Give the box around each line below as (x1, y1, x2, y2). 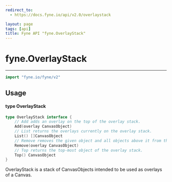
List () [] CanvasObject (14, 133, 63, 139)
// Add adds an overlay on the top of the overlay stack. (14, 119, 141, 124)
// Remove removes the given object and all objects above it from (14, 138, 161, 143)
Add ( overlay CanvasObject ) (14, 124, 72, 129)
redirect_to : (5, 7, 33, 13)
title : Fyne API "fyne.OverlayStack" (5, 31, 86, 36)
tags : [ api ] (5, 26, 31, 31)
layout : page (5, 21, 33, 27)
